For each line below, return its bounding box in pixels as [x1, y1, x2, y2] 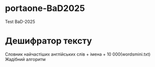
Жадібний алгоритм [5, 56, 46, 62]
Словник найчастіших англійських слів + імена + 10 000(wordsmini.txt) [5, 51, 151, 57]
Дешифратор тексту [5, 35, 92, 46]
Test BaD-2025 [5, 19, 35, 24]
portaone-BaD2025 [5, 3, 85, 14]
